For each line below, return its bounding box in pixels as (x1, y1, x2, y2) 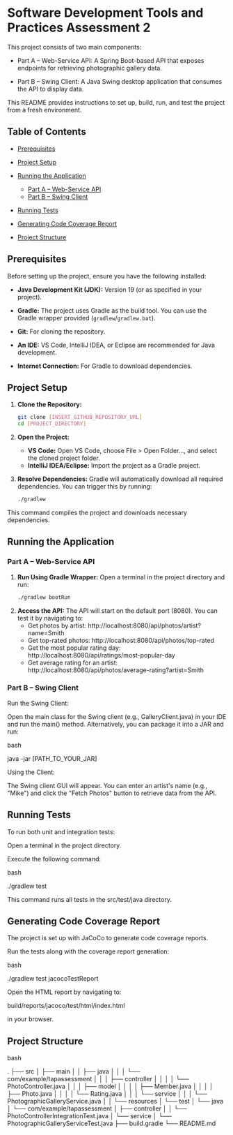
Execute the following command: (7, 854, 102, 863)
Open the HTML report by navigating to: (7, 988, 122, 996)
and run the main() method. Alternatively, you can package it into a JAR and (7, 720, 224, 728)
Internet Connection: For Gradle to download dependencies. (17, 362, 193, 370)
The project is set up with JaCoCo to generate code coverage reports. (7, 934, 209, 942)
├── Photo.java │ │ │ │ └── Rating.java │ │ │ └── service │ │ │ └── (7, 1090, 207, 1098)
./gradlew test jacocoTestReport (7, 974, 99, 983)
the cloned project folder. (27, 454, 101, 462)
